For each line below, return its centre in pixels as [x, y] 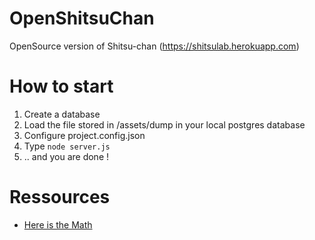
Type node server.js [67, 146]
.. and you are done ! [66, 156]
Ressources [60, 197]
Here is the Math [58, 224]
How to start [61, 86]
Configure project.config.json [84, 135]
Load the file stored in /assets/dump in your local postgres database [164, 124]
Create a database [62, 114]
